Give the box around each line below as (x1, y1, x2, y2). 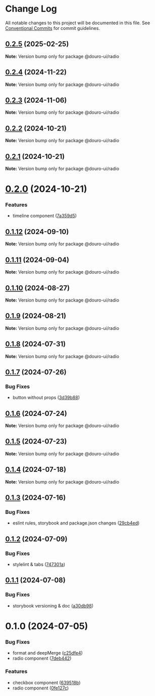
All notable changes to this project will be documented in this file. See (5, 20, 150, 26)
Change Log (5, 3, 57, 15)
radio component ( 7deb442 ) (12, 656, 72, 662)
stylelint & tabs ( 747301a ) (12, 561, 66, 568)
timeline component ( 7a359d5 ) (12, 213, 77, 219)
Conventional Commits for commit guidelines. (5, 25, 100, 31)
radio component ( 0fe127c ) (12, 685, 69, 691)
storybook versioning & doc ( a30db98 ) (12, 602, 93, 608)
